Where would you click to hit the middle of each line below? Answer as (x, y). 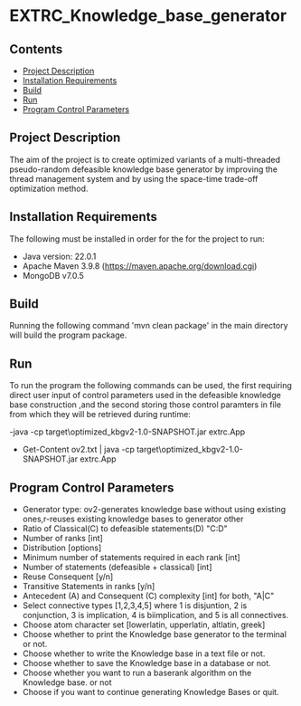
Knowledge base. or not (67, 682)
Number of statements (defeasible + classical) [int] (117, 568)
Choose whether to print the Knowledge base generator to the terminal (155, 634)
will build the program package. (68, 335)
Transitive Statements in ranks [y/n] (89, 587)
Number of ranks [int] (63, 539)
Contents (36, 49)
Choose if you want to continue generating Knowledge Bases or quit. (150, 692)
